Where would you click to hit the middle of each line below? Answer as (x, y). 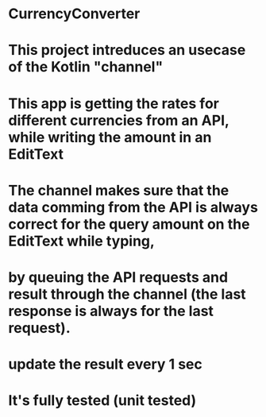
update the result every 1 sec (105, 364)
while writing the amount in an (110, 137)
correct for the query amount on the (129, 224)
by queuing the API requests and (118, 277)
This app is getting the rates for (114, 103)
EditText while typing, (81, 241)
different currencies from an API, (119, 120)
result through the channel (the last (127, 294)
